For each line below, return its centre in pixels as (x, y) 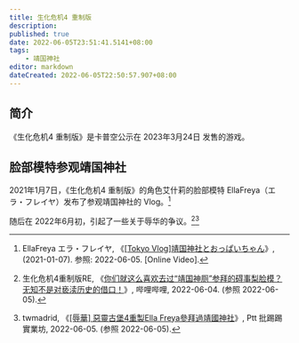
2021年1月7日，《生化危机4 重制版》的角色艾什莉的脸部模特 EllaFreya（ (139, 190)
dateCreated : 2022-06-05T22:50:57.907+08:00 (93, 76)
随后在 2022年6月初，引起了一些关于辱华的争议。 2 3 (105, 220)
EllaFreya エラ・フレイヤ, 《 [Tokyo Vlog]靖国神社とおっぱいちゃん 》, (149, 248)
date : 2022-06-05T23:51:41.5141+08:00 (81, 42)
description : (33, 26)
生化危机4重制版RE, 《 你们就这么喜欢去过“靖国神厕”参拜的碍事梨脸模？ (152, 278)
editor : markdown (41, 68)
